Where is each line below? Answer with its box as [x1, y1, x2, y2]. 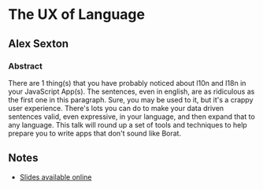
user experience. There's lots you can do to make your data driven [8, 103, 224, 113]
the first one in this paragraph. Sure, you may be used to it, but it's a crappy [8, 94, 254, 104]
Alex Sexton [8, 37, 69, 50]
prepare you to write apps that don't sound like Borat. [8, 128, 182, 138]
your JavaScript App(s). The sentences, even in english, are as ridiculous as [8, 87, 255, 96]
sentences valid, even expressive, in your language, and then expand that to [8, 112, 256, 121]
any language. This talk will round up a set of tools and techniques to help [8, 120, 248, 129]
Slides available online [19, 172, 92, 182]
